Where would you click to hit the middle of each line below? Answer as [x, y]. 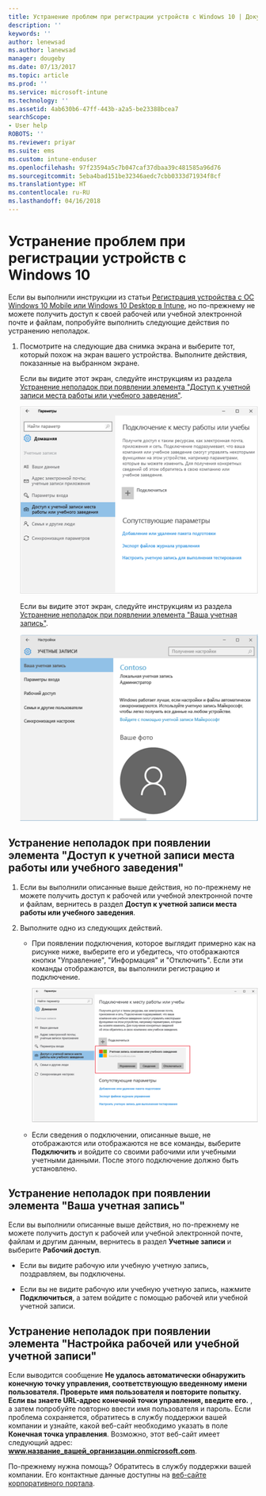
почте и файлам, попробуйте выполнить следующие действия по [119, 322]
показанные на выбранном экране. [80, 363]
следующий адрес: [40, 1443]
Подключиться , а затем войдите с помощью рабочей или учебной [133, 1297]
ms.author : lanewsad [42, 50]
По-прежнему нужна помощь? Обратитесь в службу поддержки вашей [130, 1467]
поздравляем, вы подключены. [72, 1274]
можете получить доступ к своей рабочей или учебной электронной [125, 314]
